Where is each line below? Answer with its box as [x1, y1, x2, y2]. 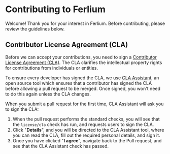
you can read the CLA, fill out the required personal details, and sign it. [12, 132, 161, 138]
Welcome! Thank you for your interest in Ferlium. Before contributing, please [5, 20, 165, 26]
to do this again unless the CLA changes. [5, 90, 91, 97]
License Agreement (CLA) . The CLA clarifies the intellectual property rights [5, 59, 162, 66]
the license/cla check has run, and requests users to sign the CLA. [12, 121, 154, 128]
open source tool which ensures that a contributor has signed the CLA [5, 80, 152, 86]
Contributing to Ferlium [5, 4, 106, 15]
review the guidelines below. [5, 25, 65, 32]
